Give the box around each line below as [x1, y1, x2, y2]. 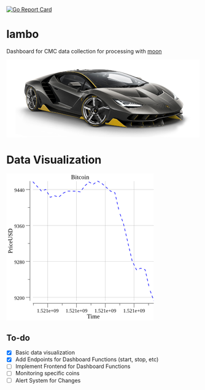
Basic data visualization [15, 349, 75, 356]
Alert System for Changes [15, 377, 81, 384]
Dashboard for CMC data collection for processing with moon [6, 47, 162, 55]
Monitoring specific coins [15, 370, 80, 377]
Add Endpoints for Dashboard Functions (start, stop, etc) [15, 356, 159, 363]
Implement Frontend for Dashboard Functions [15, 362, 131, 370]
